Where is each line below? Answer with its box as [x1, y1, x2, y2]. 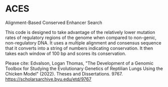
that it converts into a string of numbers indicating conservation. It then [5, 45, 153, 51]
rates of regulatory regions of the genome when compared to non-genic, [5, 34, 157, 40]
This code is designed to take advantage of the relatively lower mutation [5, 29, 155, 35]
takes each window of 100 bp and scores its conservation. [5, 50, 127, 56]
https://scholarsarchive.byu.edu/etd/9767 [5, 76, 92, 82]
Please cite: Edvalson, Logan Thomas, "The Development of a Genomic [5, 60, 154, 66]
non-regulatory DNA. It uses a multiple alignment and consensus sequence [5, 39, 161, 45]
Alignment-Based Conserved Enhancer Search [5, 19, 102, 25]
